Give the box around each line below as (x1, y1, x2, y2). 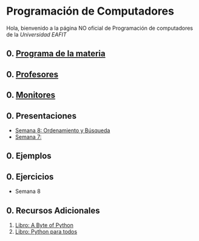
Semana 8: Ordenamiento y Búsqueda (15, 127, 110, 134)
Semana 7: (15, 133, 42, 141)
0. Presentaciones (6, 111, 77, 121)
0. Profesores (6, 69, 59, 80)
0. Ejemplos (6, 151, 52, 161)
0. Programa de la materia (6, 49, 106, 59)
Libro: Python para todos (15, 228, 78, 235)
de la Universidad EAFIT (6, 30, 67, 38)
